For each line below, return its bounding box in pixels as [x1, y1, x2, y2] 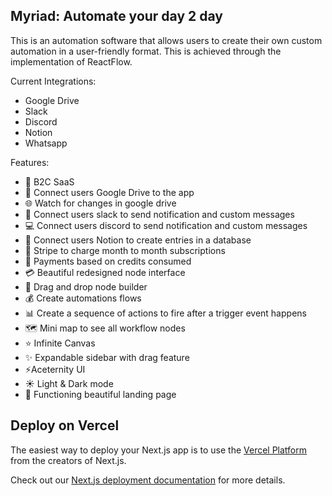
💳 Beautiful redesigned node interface [24, 266, 186, 278]
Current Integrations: [10, 75, 97, 87]
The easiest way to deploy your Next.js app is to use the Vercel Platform [10, 444, 308, 456]
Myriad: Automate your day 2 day [10, 8, 223, 25]
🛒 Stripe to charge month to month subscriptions [24, 244, 226, 256]
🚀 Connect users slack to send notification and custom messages [24, 208, 295, 220]
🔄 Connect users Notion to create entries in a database [24, 234, 252, 246]
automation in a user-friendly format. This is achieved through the [10, 45, 282, 57]
